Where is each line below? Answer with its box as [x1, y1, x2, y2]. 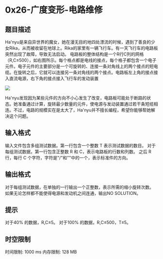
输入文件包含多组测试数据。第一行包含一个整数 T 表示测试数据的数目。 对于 [5, 142, 156, 148]
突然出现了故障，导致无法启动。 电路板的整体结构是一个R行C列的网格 [5, 52, 144, 57]
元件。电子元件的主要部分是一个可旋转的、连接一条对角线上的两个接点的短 [5, 64, 154, 69]
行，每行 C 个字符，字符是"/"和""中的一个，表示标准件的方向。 [5, 155, 131, 160]
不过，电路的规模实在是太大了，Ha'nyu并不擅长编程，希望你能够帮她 [13, 107, 151, 113]
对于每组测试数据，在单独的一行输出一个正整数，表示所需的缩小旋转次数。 [5, 184, 154, 190]
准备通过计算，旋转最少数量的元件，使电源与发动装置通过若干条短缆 [17, 101, 154, 107]
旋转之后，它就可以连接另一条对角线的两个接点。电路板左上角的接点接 [17, 69, 158, 75]
